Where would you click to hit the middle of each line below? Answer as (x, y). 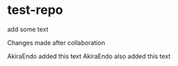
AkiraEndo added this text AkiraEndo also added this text (89, 56)
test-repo (35, 10)
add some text (28, 29)
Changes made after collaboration (56, 42)
